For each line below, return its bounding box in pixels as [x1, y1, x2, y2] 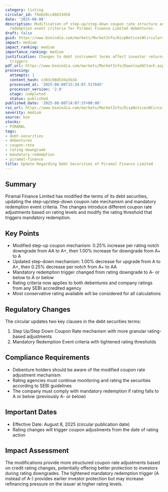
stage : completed [9, 91, 46, 96]
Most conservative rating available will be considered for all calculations [12, 291, 161, 297]
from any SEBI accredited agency [12, 285, 81, 291]
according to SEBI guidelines [12, 383, 72, 389]
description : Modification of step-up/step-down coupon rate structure [5, 21, 157, 27]
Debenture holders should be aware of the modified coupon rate [12, 366, 145, 373]
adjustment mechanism [12, 372, 61, 378]
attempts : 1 [9, 73, 35, 78]
